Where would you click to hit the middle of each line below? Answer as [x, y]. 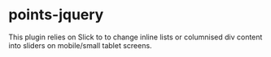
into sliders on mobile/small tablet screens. [80, 45]
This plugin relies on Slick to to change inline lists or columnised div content [135, 37]
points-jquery [56, 15]
